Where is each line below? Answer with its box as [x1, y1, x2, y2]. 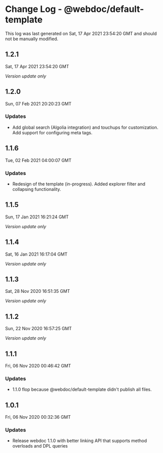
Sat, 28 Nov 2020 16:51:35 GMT [5, 288, 70, 294]
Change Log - [5, 3, 62, 15]
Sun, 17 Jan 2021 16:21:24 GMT [5, 214, 69, 220]
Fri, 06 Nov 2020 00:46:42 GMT [5, 363, 71, 369]
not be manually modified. [5, 36, 58, 42]
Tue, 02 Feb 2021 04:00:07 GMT [5, 157, 72, 163]
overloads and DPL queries [12, 443, 68, 449]
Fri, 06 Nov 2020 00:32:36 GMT [5, 414, 71, 420]
